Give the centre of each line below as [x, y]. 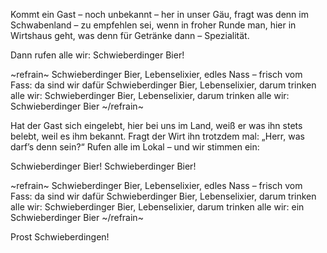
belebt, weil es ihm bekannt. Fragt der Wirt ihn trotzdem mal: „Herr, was [157, 136]
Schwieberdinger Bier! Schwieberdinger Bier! [103, 166]
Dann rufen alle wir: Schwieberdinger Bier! [97, 55]
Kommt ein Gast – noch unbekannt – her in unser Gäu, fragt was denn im [159, 14]
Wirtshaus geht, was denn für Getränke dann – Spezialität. [130, 35]
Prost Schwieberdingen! [60, 237]
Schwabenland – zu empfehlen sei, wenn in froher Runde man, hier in [153, 25]
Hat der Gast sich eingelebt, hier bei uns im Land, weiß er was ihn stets [156, 125]
